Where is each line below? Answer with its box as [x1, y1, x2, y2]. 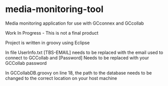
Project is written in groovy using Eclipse [5, 39, 90, 46]
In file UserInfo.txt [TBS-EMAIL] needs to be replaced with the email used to [5, 49, 163, 55]
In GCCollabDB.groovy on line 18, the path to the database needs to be [5, 69, 152, 76]
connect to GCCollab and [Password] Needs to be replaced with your [5, 54, 149, 61]
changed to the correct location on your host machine [5, 75, 118, 81]
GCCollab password [5, 60, 47, 66]
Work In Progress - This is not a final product [5, 30, 99, 36]
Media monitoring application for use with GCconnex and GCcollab [5, 20, 144, 26]
